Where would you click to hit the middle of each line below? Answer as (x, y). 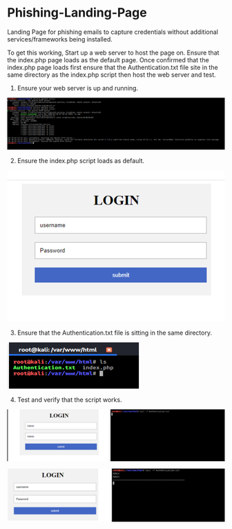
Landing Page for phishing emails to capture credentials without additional (113, 32)
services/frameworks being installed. (60, 39)
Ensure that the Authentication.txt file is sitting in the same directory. (115, 333)
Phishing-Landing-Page (77, 13)
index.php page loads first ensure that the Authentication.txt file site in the (113, 67)
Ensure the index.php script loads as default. (81, 160)
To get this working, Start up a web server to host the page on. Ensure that (113, 53)
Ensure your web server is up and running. (78, 88)
